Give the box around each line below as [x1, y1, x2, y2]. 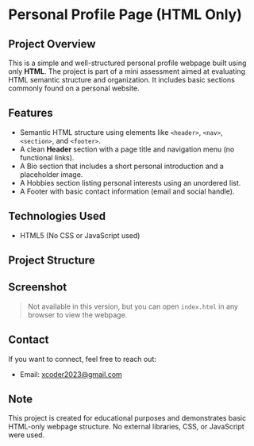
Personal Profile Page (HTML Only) [8, 6, 242, 24]
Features [8, 106, 53, 120]
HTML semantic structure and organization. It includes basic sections [8, 75, 236, 84]
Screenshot [8, 280, 67, 294]
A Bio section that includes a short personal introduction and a [19, 161, 224, 171]
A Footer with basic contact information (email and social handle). [19, 186, 235, 196]
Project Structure [8, 254, 95, 267]
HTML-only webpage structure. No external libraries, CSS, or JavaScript [8, 422, 244, 432]
